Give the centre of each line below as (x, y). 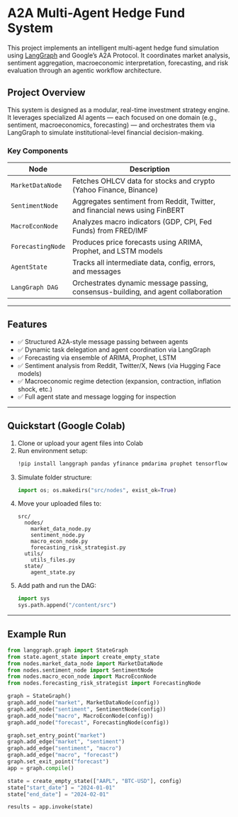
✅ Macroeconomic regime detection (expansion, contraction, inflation (119, 381)
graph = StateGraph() (39, 696)
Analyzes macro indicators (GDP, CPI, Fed (142, 222)
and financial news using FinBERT (129, 211)
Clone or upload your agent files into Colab (80, 443)
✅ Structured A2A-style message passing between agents (103, 341)
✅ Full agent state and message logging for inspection (97, 396)
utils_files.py (53, 560)
